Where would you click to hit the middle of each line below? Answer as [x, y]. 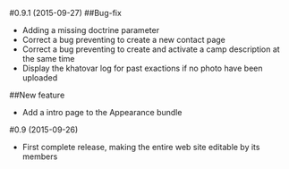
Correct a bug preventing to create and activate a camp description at [151, 49]
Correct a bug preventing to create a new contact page [123, 40]
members [40, 156]
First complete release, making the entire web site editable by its [141, 147]
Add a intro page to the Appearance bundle [102, 112]
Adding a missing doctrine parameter [90, 30]
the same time [48, 59]
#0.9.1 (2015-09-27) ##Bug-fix [66, 13]
